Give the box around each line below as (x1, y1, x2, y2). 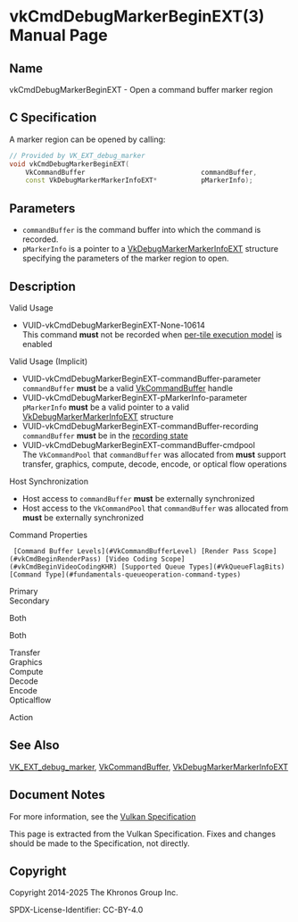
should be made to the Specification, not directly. (9, 837, 190, 849)
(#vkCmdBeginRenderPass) (9, 554, 102, 563)
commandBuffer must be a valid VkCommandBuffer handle (21, 382, 234, 394)
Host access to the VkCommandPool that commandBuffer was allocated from (21, 503, 288, 513)
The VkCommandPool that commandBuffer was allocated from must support (21, 449, 286, 460)
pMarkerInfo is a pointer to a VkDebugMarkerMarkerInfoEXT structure (21, 244, 279, 254)
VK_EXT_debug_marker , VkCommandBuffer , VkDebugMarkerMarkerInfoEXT (9, 761, 288, 772)
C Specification (9, 110, 97, 126)
